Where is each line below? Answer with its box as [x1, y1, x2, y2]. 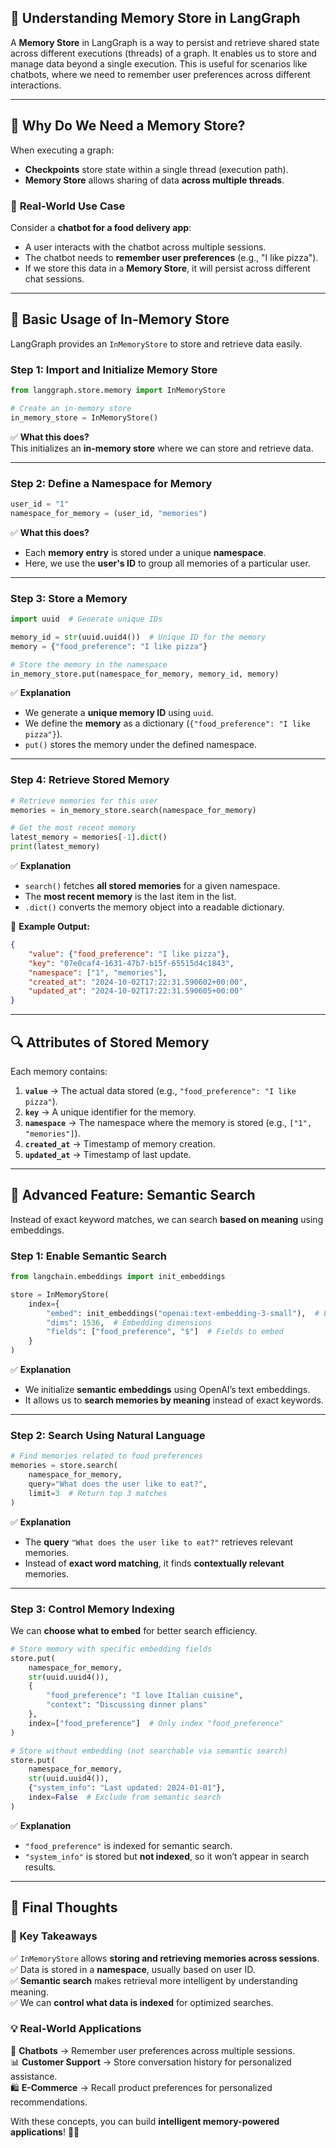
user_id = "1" [10, 499, 70, 509]
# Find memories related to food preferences [10, 1451, 203, 1461]
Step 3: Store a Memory [10, 591, 128, 605]
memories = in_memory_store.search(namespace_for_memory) [10, 805, 257, 815]
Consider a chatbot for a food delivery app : [10, 221, 192, 233]
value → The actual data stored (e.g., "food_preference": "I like [24, 1084, 297, 1096]
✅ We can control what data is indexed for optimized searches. [10, 1996, 274, 2008]
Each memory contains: [10, 1065, 108, 1077]
